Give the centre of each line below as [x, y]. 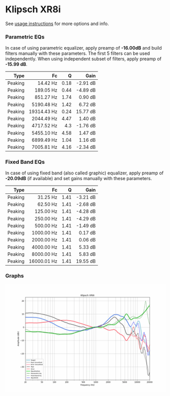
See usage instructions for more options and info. [57, 24]
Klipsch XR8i [33, 9]
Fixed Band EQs [25, 162]
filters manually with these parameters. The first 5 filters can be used [78, 53]
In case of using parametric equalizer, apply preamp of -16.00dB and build [83, 48]
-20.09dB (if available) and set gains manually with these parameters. [79, 179]
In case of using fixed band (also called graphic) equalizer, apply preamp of [84, 173]
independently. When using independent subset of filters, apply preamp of [83, 59]
